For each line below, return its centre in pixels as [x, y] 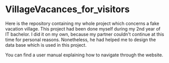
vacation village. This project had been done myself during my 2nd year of [83, 28]
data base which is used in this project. [46, 45]
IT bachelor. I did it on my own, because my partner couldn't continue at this [85, 34]
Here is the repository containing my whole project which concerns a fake [82, 23]
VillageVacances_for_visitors [68, 9]
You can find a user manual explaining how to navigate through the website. [84, 55]
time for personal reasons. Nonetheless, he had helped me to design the [80, 40]
